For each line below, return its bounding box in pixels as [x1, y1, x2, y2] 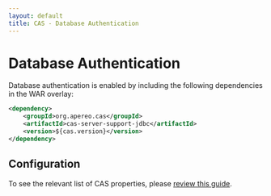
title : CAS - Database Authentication [8, 19, 139, 27]
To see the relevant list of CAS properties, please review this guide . [8, 178, 232, 188]
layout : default [8, 11, 63, 20]
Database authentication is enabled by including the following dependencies [8, 81, 263, 90]
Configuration [8, 157, 81, 171]
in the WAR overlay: [8, 90, 74, 99]
